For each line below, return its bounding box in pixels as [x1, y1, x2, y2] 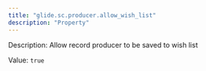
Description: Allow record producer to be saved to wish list [8, 40, 198, 49]
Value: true [8, 55, 45, 65]
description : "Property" [8, 19, 90, 27]
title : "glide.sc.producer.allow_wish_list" [8, 11, 156, 20]
